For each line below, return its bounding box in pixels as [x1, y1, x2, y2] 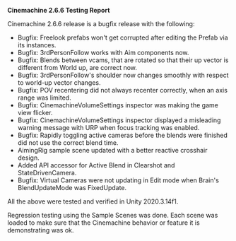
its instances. [17, 41, 57, 49]
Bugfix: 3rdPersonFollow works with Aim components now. [17, 49, 189, 57]
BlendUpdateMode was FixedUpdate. [17, 184, 127, 192]
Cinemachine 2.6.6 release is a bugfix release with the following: [7, 20, 195, 28]
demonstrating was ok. [7, 226, 74, 234]
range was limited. [17, 93, 72, 102]
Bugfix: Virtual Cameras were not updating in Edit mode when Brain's [17, 176, 219, 184]
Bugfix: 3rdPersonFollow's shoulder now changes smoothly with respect [17, 71, 229, 79]
